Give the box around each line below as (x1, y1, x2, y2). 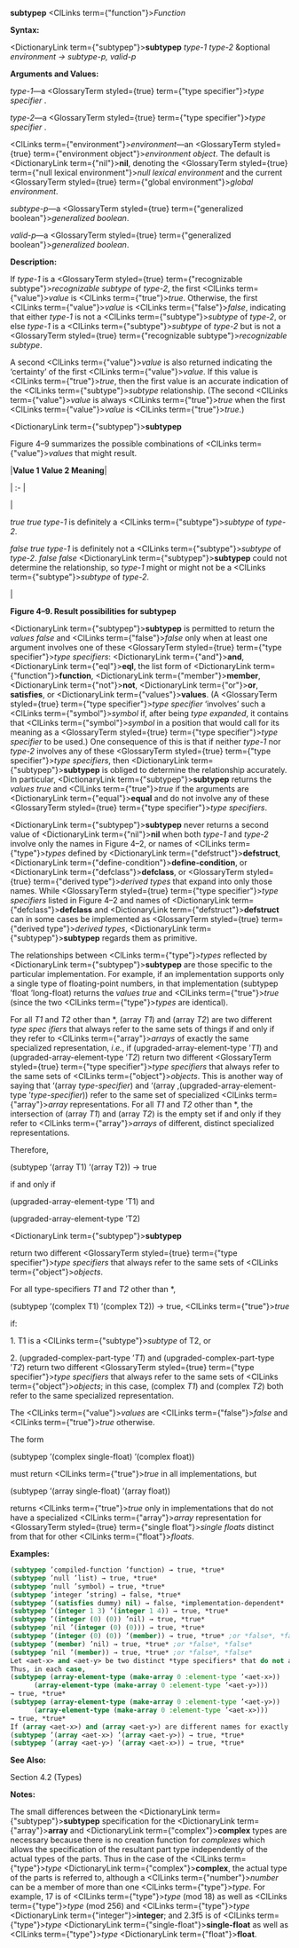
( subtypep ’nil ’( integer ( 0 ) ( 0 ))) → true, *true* (10, 1623, 205, 1632)
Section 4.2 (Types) (10, 1772, 83, 1783)
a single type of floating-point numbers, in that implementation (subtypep (10, 978, 279, 989)
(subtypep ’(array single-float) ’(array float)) (10, 1486, 171, 1496)
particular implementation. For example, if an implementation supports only (10, 969, 285, 979)
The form (10, 1434, 44, 1445)
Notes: (10, 1789, 36, 1800)
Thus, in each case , (10, 1664, 87, 1674)
